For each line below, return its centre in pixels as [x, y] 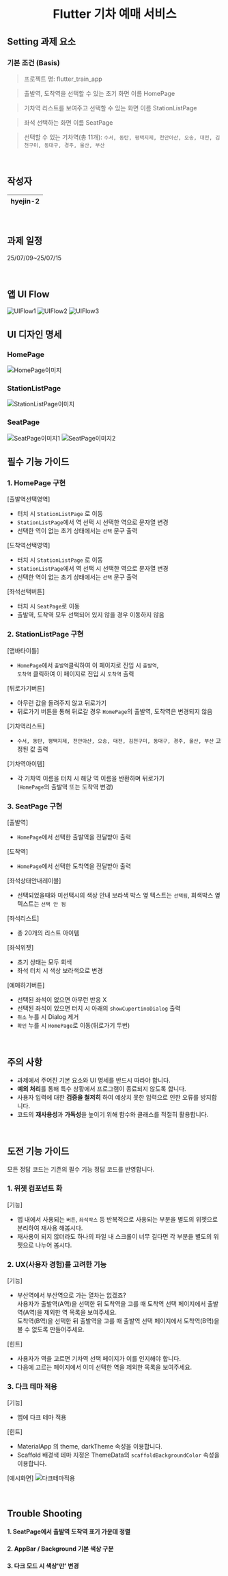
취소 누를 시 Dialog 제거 [48, 1017]
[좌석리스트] [23, 918]
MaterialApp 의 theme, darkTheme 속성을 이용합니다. [89, 1446]
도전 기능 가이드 [38, 1152]
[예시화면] [20, 1478]
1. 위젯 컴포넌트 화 [35, 1188]
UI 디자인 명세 [34, 334]
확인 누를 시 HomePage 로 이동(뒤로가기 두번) [73, 1025]
